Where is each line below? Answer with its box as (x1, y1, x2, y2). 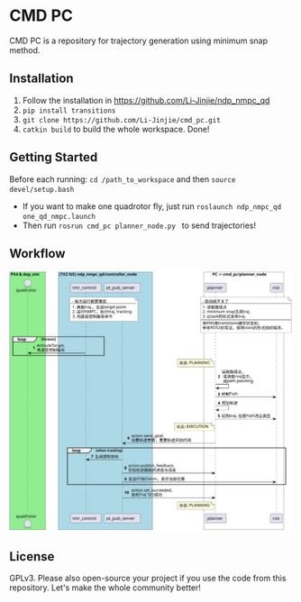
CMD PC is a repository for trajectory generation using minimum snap (9, 35, 269, 46)
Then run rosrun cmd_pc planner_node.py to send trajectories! (22, 220, 257, 231)
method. (9, 44, 41, 55)
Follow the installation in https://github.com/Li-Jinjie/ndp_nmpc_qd (22, 95, 270, 105)
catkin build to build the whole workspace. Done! (22, 123, 210, 134)
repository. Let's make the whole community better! (9, 582, 201, 593)
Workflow (9, 245, 66, 261)
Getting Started (9, 150, 98, 165)
